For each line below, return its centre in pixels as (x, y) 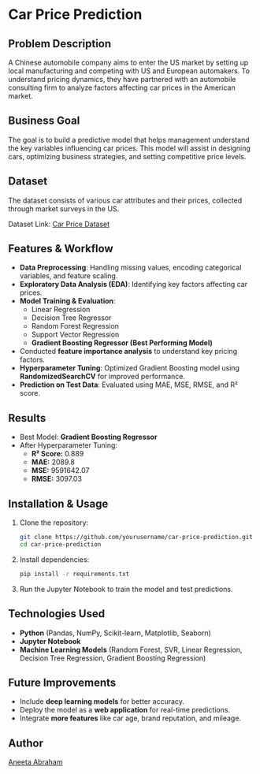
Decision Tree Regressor (71, 318)
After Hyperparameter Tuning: (69, 445)
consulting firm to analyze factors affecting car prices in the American (122, 87)
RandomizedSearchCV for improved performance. (102, 377)
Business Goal (44, 121)
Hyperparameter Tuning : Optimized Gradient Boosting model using (130, 368)
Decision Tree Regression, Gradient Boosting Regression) (113, 658)
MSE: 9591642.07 (60, 471)
